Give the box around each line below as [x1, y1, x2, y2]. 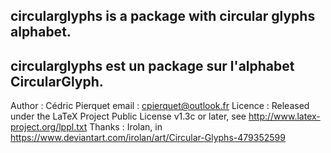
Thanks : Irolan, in [89, 121, 163, 133]
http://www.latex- [248, 110, 321, 123]
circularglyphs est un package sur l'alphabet [10, 57, 295, 74]
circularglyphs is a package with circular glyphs [10, 8, 316, 25]
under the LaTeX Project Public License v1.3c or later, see [10, 110, 247, 123]
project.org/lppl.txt [10, 121, 88, 133]
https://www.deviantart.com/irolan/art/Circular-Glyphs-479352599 [10, 132, 286, 144]
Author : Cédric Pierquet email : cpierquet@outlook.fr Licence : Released [10, 100, 310, 112]
